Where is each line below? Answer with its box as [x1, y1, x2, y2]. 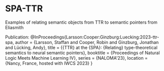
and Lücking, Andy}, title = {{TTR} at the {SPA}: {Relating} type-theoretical [5, 44, 158, 50]
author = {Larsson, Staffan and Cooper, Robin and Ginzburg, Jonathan [14, 39, 159, 45]
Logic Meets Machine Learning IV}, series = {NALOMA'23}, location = [5, 55, 148, 61]
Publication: [5, 34, 30, 40]
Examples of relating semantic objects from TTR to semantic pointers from [5, 19, 158, 25]
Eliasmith [5, 24, 24, 30]
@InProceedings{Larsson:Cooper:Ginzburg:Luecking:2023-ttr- [30, 34, 160, 40]
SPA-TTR [5, 3, 43, 14]
